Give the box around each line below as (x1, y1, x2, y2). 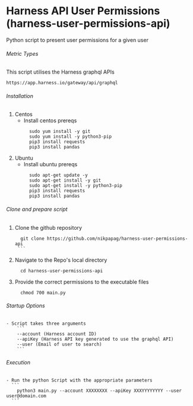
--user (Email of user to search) (17, 341, 102, 347)
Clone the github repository (14, 224, 82, 231)
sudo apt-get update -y (29, 172, 88, 179)
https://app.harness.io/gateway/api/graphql (6, 80, 118, 86)
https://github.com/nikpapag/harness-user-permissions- (46, 236, 188, 242)
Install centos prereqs (23, 117, 77, 124)
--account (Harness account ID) (17, 331, 97, 337)
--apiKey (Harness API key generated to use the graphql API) (17, 336, 174, 342)
